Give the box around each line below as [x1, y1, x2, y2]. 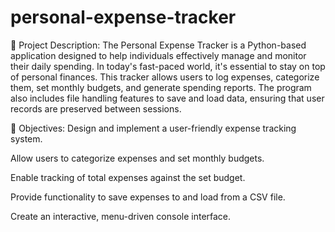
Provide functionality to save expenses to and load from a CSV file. [10, 191, 286, 203]
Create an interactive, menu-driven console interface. [10, 210, 232, 222]
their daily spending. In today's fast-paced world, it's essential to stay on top [10, 60, 326, 72]
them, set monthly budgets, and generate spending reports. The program [10, 81, 312, 93]
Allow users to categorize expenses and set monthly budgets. [10, 152, 265, 164]
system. [10, 132, 43, 145]
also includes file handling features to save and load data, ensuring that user [10, 92, 325, 104]
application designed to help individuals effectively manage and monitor [10, 49, 307, 61]
